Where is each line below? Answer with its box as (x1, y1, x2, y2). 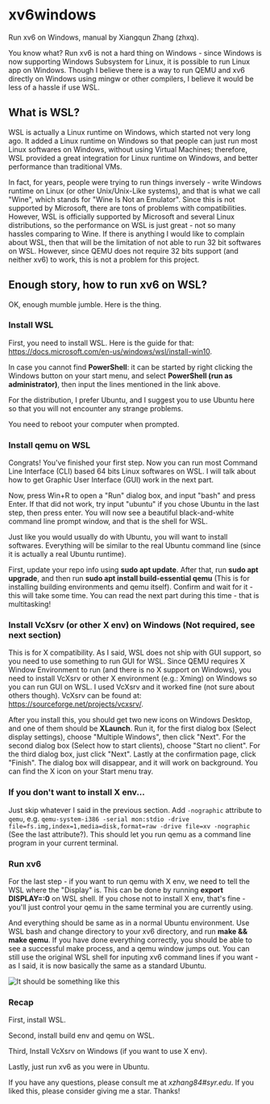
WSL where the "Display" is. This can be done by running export (8, 885, 224, 895)
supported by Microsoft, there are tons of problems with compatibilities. (8, 203, 247, 213)
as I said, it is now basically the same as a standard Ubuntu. (8, 961, 207, 971)
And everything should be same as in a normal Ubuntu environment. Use (8, 918, 250, 928)
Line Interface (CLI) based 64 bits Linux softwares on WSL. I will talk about (8, 466, 256, 476)
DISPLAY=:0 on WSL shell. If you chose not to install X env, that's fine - (8, 894, 246, 904)
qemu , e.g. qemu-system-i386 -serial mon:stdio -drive (8, 814, 189, 824)
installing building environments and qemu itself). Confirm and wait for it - (8, 582, 254, 592)
